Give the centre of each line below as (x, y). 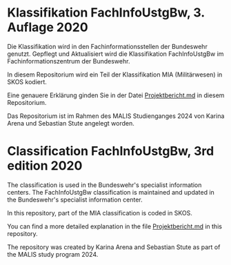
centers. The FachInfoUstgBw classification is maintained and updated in (111, 192)
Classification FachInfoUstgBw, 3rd (111, 151)
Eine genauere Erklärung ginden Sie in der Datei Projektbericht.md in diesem (116, 95)
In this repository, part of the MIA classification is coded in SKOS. (100, 213)
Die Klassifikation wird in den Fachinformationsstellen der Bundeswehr (108, 46)
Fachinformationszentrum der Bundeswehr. (69, 61)
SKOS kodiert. (27, 81)
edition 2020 (45, 166)
